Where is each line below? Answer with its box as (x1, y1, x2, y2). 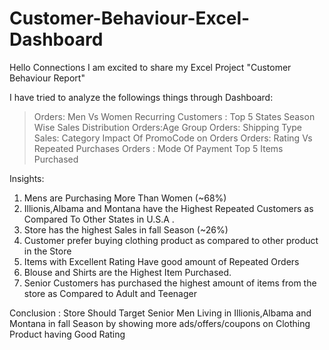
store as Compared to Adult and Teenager (23, 287, 197, 299)
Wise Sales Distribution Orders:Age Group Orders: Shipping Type (33, 121, 302, 133)
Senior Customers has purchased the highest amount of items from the (23, 277, 317, 289)
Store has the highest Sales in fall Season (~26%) (23, 223, 229, 236)
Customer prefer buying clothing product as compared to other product (23, 234, 319, 246)
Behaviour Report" (9, 72, 86, 84)
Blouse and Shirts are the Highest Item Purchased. (23, 266, 232, 278)
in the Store (23, 245, 72, 257)
